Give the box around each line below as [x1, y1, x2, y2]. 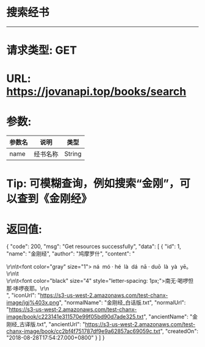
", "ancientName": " [143, 313, 193, 321]
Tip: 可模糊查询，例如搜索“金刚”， [6, 177, 180, 191]
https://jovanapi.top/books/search [6, 85, 187, 98]
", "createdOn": [160, 327, 198, 335]
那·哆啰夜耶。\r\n [6, 285, 49, 292]
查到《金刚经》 [17, 192, 93, 206]
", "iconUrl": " [6, 291, 41, 299]
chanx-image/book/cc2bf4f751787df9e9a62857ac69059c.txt [6, 327, 160, 335]
